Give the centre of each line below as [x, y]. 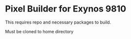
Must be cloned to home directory [39, 31]
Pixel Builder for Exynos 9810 [65, 9]
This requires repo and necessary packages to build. [58, 22]
